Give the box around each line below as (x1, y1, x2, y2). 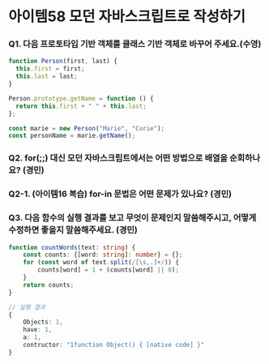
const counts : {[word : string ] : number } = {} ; (23, 251, 183, 259)
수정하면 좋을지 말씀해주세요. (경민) (8, 225, 138, 236)
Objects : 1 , (23, 318, 63, 327)
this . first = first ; (15, 65, 85, 73)
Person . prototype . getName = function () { (8, 94, 154, 102)
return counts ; (23, 280, 75, 289)
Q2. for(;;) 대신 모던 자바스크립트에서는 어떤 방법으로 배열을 (8, 152, 228, 164)
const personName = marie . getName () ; (8, 131, 136, 140)
